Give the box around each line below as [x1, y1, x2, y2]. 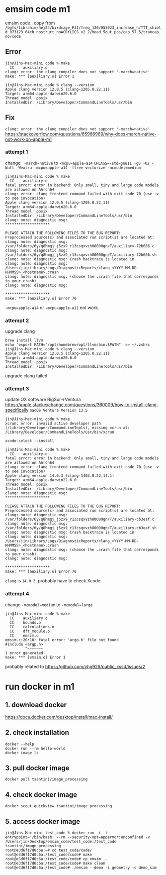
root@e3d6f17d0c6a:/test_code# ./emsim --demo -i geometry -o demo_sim [5, 865, 157, 870]
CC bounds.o [9, 620, 41, 625]
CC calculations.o [9, 624, 55, 629]
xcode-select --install [5, 438, 55, 443]
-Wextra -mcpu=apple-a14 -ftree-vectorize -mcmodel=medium [16, 165, 141, 170]
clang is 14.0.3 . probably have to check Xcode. [5, 578, 102, 584]
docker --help [5, 742, 35, 747]
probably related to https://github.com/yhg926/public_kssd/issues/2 [5, 663, 146, 669]
